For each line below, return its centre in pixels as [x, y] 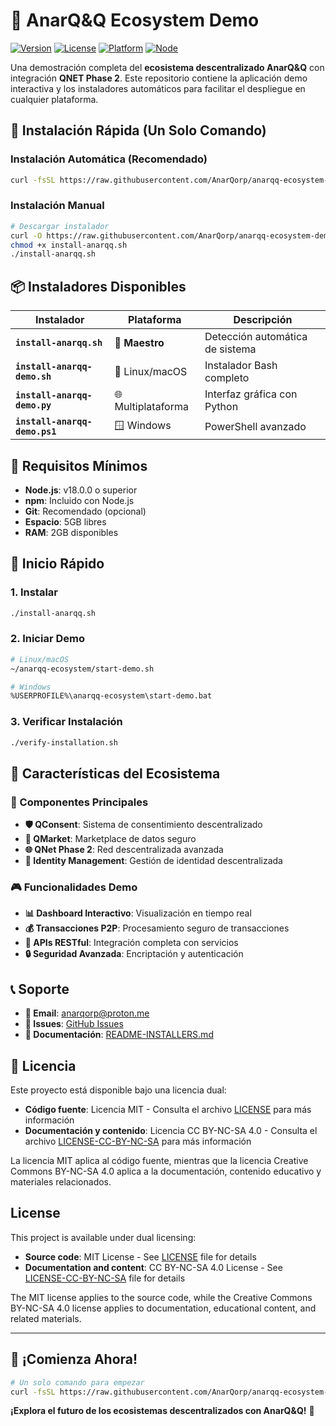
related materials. [46, 1318]
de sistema [230, 349]
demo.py [33, 405]
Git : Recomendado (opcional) [85, 511]
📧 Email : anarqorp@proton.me [87, 1013]
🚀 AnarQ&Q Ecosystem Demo [135, 20]
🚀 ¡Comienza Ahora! [74, 1359]
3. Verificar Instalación [66, 722]
